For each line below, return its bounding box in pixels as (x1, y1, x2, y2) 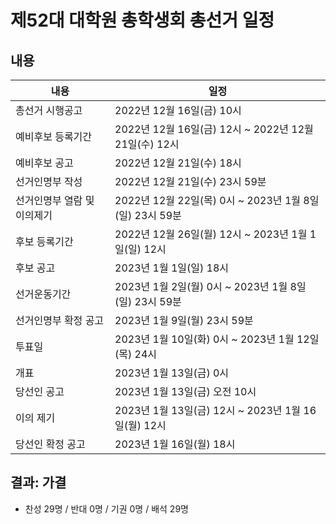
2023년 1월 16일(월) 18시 (114, 437, 236, 451)
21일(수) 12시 (114, 137, 180, 151)
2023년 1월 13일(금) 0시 (114, 366, 230, 380)
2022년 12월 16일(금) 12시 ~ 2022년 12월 (114, 122, 314, 136)
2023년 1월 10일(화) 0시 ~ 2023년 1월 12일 (114, 332, 320, 346)
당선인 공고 (15, 385, 65, 398)
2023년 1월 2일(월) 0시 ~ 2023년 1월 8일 (114, 280, 307, 293)
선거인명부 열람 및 (15, 194, 95, 207)
